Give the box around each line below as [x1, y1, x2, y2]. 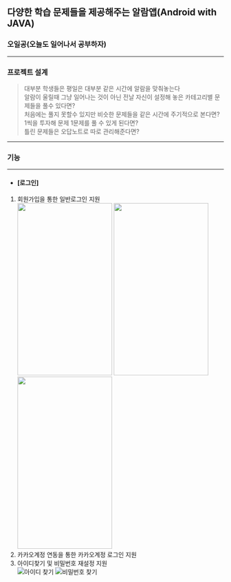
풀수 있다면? [42, 101, 76, 110]
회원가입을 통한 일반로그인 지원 [16, 195, 100, 203]
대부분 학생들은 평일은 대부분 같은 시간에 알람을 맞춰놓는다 [23, 84, 181, 92]
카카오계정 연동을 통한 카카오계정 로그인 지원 [16, 550, 137, 559]
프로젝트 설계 [7, 67, 48, 77]
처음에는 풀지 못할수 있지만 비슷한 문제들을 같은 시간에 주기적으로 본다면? [23, 110, 220, 118]
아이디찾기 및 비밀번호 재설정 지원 [16, 559, 108, 568]
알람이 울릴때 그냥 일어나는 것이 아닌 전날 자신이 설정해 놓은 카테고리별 [23, 92, 213, 101]
